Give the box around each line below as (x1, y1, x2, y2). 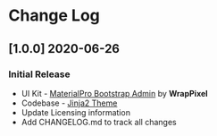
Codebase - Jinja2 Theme (21, 98, 118, 108)
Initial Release (8, 68, 71, 81)
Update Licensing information (21, 106, 131, 117)
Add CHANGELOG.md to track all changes (21, 116, 177, 127)
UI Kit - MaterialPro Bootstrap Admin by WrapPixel (21, 88, 208, 98)
